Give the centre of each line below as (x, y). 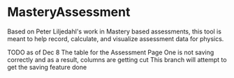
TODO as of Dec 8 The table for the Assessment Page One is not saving (111, 52)
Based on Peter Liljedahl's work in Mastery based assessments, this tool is (115, 31)
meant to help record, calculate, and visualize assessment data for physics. (116, 38)
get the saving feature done (47, 67)
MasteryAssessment (69, 12)
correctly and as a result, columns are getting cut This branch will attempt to (117, 59)
